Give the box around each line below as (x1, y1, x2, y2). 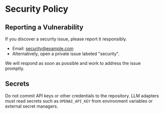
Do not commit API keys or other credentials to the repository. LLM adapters (5, 92, 159, 99)
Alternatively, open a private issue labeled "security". (12, 51, 120, 57)
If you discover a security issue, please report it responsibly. (5, 36, 127, 42)
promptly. (5, 65, 25, 71)
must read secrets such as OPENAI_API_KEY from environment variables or (5, 98, 153, 104)
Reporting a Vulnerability (5, 23, 83, 31)
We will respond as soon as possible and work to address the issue (5, 60, 141, 66)
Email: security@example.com (12, 46, 74, 51)
